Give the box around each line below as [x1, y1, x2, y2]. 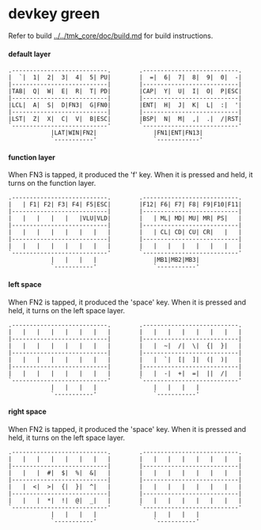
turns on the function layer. [8, 179, 96, 188]
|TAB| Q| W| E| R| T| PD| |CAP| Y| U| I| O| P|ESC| [8, 88, 243, 96]
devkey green [8, 5, 100, 23]
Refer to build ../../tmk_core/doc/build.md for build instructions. [8, 31, 214, 40]
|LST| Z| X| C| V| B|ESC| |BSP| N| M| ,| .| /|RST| [8, 115, 243, 123]
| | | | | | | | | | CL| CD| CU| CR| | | [8, 229, 243, 237]
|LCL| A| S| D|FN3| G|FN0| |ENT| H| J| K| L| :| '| [8, 101, 243, 109]
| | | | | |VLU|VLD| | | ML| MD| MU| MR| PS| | [8, 214, 243, 222]
